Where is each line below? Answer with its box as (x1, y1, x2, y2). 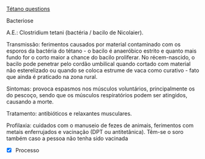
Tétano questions (6, 6, 50, 12)
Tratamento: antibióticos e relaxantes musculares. (6, 110, 132, 117)
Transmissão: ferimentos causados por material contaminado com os (6, 41, 181, 48)
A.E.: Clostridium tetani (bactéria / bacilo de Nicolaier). (6, 29, 144, 36)
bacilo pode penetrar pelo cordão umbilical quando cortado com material (6, 61, 191, 67)
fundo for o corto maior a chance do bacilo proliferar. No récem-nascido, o (6, 54, 195, 61)
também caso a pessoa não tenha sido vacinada (6, 135, 129, 142)
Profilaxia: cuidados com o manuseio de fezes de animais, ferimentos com (6, 122, 194, 129)
